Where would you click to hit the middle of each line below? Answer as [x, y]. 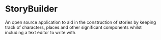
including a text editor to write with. [41, 32]
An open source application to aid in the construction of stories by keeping [80, 22]
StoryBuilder [31, 9]
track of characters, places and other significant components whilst [73, 27]
